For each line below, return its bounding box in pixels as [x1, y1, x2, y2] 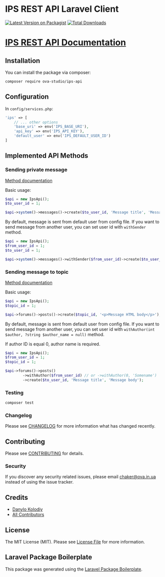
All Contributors [12, 512, 44, 518]
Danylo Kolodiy [12, 506, 43, 512]
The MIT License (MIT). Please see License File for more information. [5, 539, 145, 545]
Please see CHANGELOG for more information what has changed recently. [5, 423, 156, 429]
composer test [5, 401, 34, 405]
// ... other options [14, 119, 58, 125]
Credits [5, 493, 28, 502]
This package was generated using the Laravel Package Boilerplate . [5, 566, 143, 572]
